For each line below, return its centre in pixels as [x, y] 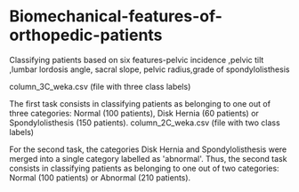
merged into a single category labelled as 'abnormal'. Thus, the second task [148, 158]
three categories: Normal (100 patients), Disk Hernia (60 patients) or [134, 113]
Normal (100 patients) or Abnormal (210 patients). [100, 177]
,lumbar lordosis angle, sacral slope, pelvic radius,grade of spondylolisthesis [149, 69]
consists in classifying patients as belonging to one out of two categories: [144, 168]
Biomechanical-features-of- [116, 16]
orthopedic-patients [86, 35]
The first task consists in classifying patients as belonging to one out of [140, 103]
